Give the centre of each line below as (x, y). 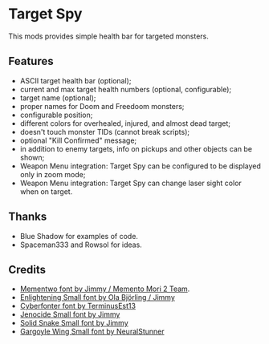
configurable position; (56, 115)
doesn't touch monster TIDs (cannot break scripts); (105, 132)
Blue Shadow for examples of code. (79, 236)
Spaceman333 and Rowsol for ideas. (81, 245)
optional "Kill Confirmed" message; (78, 140)
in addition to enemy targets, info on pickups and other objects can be (136, 148)
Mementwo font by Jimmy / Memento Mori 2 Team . (105, 289)
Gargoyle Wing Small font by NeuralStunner (92, 332)
